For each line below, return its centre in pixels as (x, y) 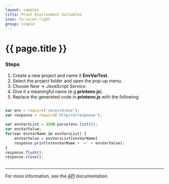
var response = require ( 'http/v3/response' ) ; (54, 115)
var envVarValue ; (23, 129)
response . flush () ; (24, 152)
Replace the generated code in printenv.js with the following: (76, 97)
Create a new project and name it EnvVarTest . (60, 75)
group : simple (20, 24)
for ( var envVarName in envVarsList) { (46, 134)
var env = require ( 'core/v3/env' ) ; (43, 110)
